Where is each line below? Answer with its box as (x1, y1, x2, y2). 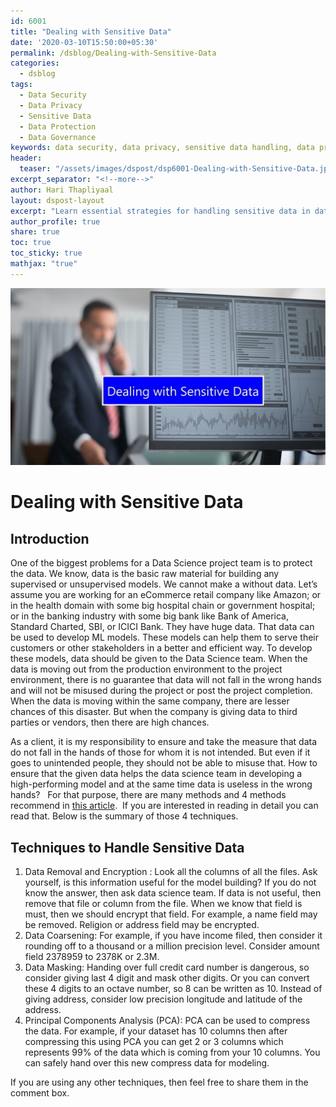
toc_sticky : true (10, 248, 83, 259)
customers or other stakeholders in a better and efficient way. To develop (10, 642, 313, 654)
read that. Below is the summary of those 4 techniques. (10, 810, 239, 822)
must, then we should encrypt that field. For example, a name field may (24, 908, 318, 920)
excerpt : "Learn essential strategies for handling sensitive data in (10, 206, 311, 216)
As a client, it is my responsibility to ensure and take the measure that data (10, 736, 318, 748)
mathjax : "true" (10, 259, 78, 269)
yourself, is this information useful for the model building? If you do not (24, 876, 317, 889)
